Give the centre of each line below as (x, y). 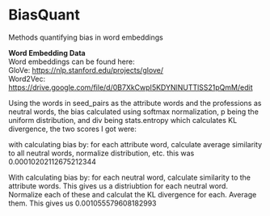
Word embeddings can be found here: (72, 61)
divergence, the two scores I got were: (73, 129)
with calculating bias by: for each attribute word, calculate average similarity (135, 144)
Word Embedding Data (47, 53)
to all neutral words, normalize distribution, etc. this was (101, 153)
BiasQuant (44, 15)
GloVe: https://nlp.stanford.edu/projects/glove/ (86, 70)
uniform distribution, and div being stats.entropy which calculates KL (123, 120)
